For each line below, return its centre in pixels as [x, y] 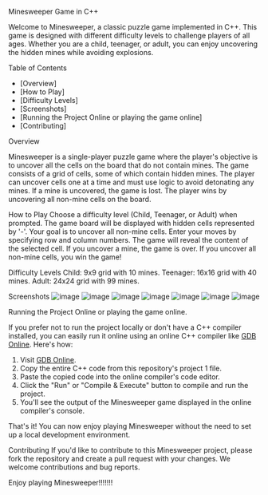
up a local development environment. [69, 435]
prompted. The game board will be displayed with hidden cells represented [132, 223]
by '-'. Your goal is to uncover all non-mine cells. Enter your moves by [122, 232]
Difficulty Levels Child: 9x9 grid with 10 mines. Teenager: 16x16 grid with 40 [132, 272]
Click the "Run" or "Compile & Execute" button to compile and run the [134, 385]
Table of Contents [38, 68]
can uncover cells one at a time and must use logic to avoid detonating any [131, 182]
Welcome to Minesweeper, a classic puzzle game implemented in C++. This [133, 27]
